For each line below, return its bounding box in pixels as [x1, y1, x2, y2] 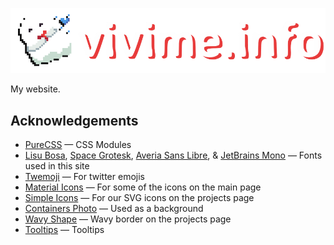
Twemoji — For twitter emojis [24, 171, 145, 183]
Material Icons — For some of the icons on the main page [24, 181, 262, 193]
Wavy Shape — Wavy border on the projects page [24, 213, 232, 225]
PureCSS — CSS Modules [24, 139, 132, 151]
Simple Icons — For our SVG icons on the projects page [24, 192, 255, 204]
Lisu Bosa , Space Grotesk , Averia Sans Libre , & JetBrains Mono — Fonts [24, 149, 323, 162]
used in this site [24, 160, 90, 172]
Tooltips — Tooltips [24, 224, 105, 236]
